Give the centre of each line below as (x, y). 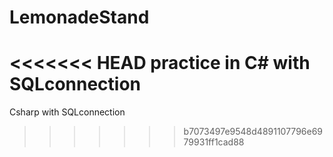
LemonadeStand (79, 17)
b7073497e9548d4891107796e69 (253, 132)
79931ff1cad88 (214, 142)
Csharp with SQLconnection (67, 112)
